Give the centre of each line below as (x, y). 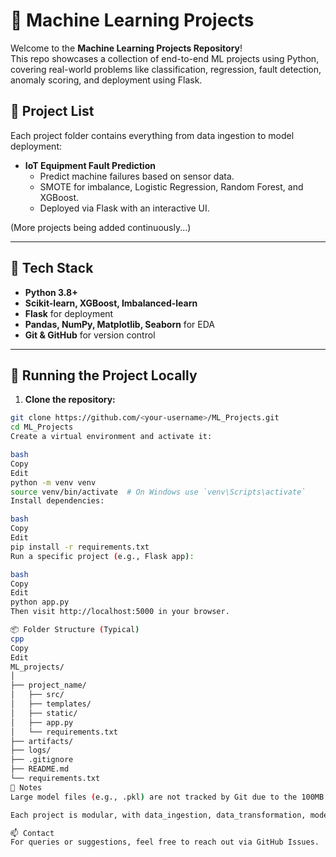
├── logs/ (31, 750)
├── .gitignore (42, 760)
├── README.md (40, 769)
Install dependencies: (57, 501)
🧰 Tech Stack (52, 268)
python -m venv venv (53, 482)
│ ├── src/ (37, 695)
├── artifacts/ (42, 741)
